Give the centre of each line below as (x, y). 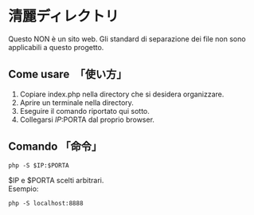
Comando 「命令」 (55, 147)
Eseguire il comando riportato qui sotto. (84, 111)
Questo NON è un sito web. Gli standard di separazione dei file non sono (127, 39)
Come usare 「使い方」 (68, 74)
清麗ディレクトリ (64, 16)
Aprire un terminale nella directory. (76, 102)
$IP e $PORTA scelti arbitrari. (56, 180)
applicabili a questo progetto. (56, 47)
